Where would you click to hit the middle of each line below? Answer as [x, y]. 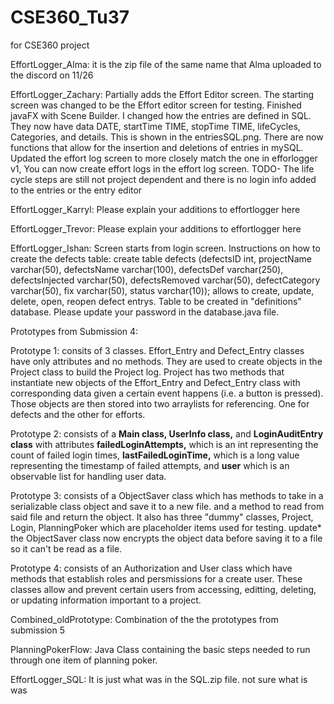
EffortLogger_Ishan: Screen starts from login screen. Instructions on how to [165, 248]
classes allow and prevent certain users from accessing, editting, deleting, [163, 589]
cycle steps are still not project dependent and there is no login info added [163, 179]
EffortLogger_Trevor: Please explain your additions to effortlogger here [156, 228]
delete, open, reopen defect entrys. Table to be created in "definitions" [156, 301]
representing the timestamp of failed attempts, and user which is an [150, 465]
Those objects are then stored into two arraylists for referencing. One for [160, 403]
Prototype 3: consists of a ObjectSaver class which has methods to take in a [167, 495]
